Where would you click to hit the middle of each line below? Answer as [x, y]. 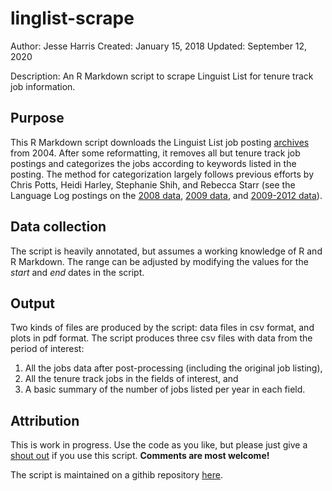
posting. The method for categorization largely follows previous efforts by [162, 174]
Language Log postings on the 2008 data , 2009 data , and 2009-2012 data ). [166, 195]
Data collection [58, 227]
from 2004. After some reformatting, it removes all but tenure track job [155, 153]
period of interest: [47, 349]
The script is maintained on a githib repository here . [116, 475]
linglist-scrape [72, 18]
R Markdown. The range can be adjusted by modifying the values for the [159, 261]
